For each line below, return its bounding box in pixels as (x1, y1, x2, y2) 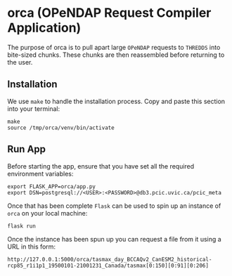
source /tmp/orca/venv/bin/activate (7, 124, 115, 131)
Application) (7, 20, 82, 36)
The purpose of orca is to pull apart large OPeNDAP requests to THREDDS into (7, 43, 221, 51)
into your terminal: (7, 104, 60, 113)
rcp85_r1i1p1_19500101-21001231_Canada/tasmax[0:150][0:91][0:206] (7, 262, 210, 269)
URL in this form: (7, 242, 56, 251)
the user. (7, 58, 33, 66)
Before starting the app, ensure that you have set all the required (7, 162, 195, 170)
